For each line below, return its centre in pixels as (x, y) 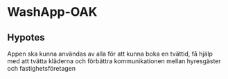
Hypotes (26, 37)
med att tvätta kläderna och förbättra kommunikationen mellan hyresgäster (114, 61)
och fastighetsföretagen (42, 68)
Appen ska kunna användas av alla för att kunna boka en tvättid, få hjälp (110, 54)
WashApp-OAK (52, 12)
